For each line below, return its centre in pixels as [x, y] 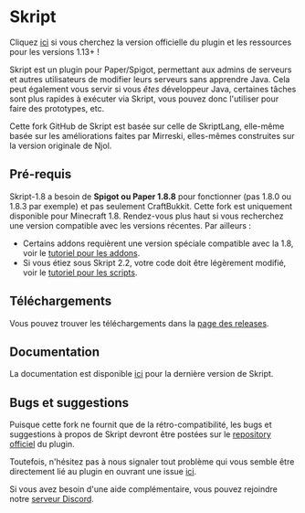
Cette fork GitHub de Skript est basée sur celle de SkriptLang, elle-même [147, 126]
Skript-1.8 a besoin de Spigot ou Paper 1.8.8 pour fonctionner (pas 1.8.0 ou [151, 196]
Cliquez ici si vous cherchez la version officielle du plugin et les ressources [151, 42]
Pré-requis [41, 174]
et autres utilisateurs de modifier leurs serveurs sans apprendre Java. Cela [150, 79]
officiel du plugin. [42, 444]
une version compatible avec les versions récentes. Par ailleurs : [131, 225]
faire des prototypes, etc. [57, 108]
